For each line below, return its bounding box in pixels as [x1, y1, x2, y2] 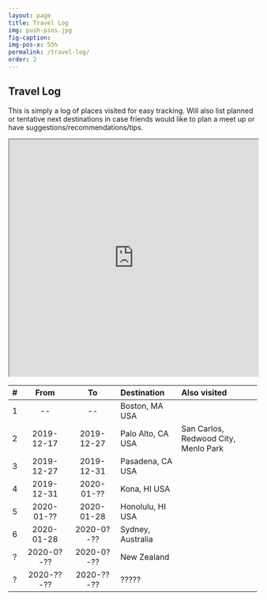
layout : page [8, 11, 51, 20]
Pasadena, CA [120, 456, 173, 467]
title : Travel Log [8, 19, 69, 27]
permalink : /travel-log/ [8, 48, 90, 56]
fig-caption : [8, 33, 51, 42]
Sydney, [120, 523, 151, 534]
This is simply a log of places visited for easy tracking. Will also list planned [8, 106, 254, 115]
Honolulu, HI [120, 501, 166, 512]
